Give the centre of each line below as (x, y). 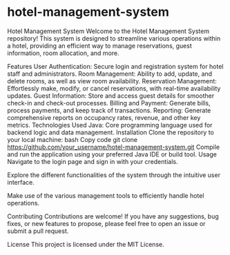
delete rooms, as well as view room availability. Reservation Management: (112, 81)
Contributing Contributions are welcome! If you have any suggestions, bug (113, 216)
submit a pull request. (38, 231)
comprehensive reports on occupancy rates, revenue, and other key (104, 117)
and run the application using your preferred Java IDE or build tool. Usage (112, 154)
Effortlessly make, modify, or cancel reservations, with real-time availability (114, 88)
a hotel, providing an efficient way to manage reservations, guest (99, 45)
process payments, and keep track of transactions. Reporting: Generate (109, 110)
